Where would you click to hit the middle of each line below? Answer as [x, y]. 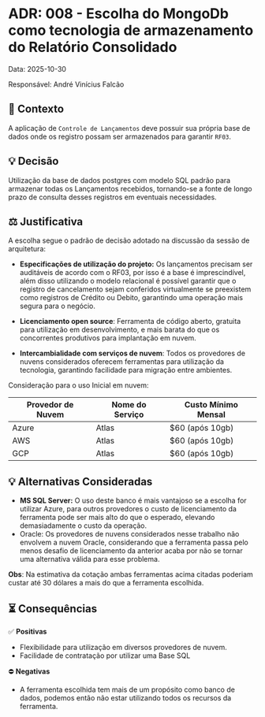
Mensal [211, 414]
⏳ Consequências [52, 609]
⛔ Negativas [29, 671]
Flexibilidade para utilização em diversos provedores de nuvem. [123, 647]
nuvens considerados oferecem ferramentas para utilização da [122, 362]
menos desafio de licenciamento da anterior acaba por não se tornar [131, 551]
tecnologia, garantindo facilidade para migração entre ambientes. [126, 370]
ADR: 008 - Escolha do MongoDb [118, 14]
